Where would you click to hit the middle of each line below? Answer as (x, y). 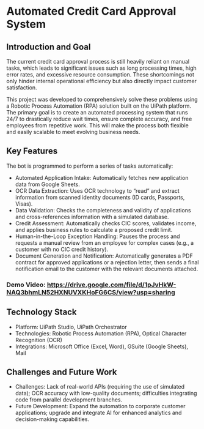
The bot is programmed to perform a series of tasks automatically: (90, 166)
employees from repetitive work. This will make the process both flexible (98, 125)
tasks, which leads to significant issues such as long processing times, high (101, 68)
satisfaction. (22, 88)
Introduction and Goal (49, 47)
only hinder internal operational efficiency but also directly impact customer (102, 81)
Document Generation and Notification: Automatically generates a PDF (104, 256)
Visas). (24, 204)
